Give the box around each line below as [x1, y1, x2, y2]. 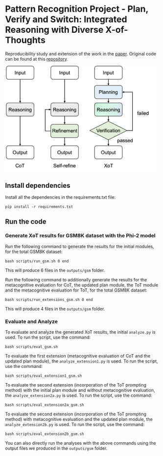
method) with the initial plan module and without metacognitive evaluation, [5, 387, 155, 393]
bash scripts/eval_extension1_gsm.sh [5, 373, 82, 378]
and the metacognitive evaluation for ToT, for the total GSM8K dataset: [5, 287, 147, 293]
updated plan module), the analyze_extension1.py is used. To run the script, [5, 358, 158, 364]
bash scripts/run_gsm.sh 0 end [5, 258, 69, 264]
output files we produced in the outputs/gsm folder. [5, 445, 108, 451]
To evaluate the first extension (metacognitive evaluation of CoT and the [5, 353, 151, 359]
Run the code [5, 218, 47, 226]
